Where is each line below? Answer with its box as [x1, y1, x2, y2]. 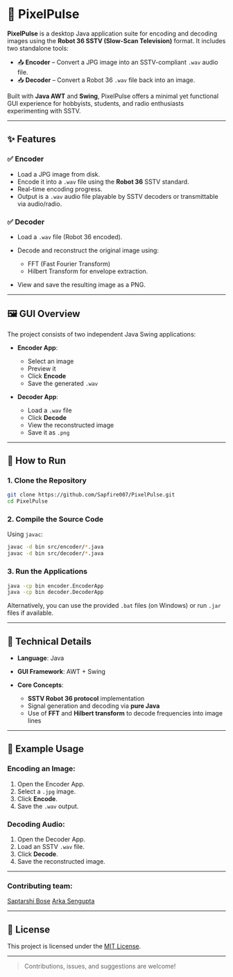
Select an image [27, 357, 74, 365]
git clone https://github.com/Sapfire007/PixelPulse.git [7, 492, 175, 499]
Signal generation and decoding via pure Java [27, 702, 160, 710]
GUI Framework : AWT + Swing [17, 668, 106, 676]
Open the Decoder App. [17, 835, 85, 843]
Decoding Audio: [7, 819, 65, 829]
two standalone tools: [7, 44, 69, 52]
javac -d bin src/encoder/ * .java [7, 544, 104, 551]
